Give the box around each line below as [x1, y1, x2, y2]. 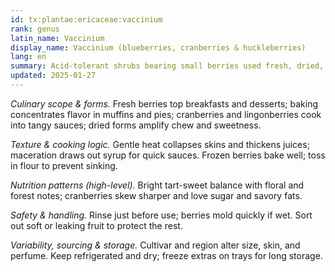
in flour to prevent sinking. [10, 159, 118, 171]
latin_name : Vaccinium [10, 33, 105, 43]
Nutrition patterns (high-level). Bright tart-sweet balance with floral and [10, 179, 305, 191]
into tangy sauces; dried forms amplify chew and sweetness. [10, 119, 262, 131]
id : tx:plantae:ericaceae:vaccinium [10, 14, 163, 25]
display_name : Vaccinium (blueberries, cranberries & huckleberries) [10, 42, 307, 53]
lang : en [10, 52, 47, 62]
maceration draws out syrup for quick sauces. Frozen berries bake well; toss [10, 149, 326, 161]
